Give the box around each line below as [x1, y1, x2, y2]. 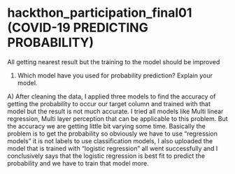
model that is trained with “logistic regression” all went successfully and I [7, 144, 218, 152]
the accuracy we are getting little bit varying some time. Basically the [7, 122, 206, 130]
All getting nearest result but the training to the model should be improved [7, 57, 220, 66]
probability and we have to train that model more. [7, 159, 149, 167]
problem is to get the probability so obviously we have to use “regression [7, 129, 218, 138]
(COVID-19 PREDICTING [7, 20, 148, 36]
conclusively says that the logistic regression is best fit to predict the [7, 152, 205, 160]
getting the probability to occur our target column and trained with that [7, 99, 211, 108]
